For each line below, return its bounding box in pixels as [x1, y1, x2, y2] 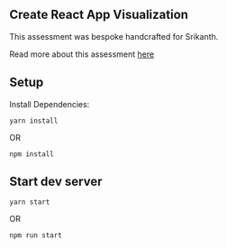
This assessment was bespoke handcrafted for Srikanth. [9, 31, 219, 41]
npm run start [9, 231, 63, 240]
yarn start [9, 198, 50, 207]
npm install [9, 149, 54, 159]
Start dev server [9, 174, 103, 189]
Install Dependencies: [9, 98, 90, 109]
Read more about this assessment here [9, 49, 155, 60]
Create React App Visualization [9, 7, 189, 23]
